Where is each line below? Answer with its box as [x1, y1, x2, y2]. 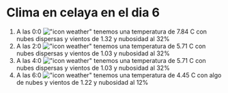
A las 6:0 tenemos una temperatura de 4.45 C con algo [16, 70, 222, 79]
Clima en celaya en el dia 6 [6, 5, 160, 21]
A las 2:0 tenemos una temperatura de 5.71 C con [16, 42, 206, 50]
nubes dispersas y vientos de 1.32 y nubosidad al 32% [16, 34, 170, 42]
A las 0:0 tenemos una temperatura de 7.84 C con [16, 27, 208, 36]
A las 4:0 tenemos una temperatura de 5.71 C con [16, 56, 206, 64]
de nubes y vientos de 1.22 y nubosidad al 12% [16, 78, 149, 86]
